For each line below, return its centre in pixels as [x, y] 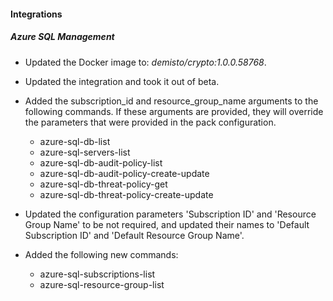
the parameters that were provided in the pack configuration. [150, 122]
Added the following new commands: [101, 254]
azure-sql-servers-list [85, 152]
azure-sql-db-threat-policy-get [103, 184]
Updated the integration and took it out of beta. [122, 81]
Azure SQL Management [62, 37]
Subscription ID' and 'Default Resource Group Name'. [134, 235]
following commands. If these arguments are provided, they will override [174, 111]
